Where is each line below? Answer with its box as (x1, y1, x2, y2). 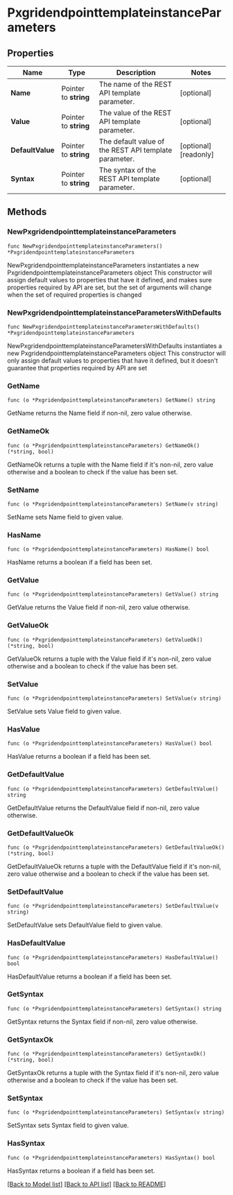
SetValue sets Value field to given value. (7, 707, 121, 716)
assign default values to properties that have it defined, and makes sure (7, 275, 212, 284)
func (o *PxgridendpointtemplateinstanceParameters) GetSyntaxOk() (7, 1051, 207, 1058)
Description (116, 68, 156, 77)
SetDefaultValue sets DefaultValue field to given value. (7, 921, 163, 929)
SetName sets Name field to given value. (7, 513, 123, 521)
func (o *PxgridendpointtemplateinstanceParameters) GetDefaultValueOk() (7, 844, 225, 851)
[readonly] (180, 150, 214, 159)
